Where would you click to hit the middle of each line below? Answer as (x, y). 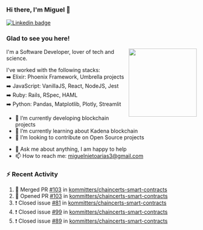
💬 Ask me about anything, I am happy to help (71, 149)
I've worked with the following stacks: (53, 70)
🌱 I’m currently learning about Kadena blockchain (76, 131)
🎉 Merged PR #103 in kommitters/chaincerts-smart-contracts (91, 189)
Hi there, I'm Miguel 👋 (38, 10)
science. (17, 58)
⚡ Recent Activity (32, 174)
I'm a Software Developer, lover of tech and (60, 51)
